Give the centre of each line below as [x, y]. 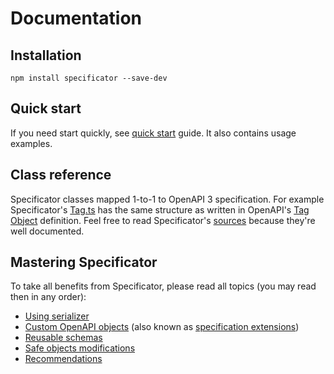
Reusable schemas [63, 338]
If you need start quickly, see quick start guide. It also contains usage [153, 133]
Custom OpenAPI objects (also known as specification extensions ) [162, 327]
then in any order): [48, 297]
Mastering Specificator [84, 262]
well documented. [47, 231]
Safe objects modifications [80, 348]
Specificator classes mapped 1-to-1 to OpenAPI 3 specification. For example [167, 199]
